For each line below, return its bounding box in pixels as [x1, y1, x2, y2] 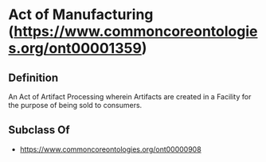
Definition [8, 71, 58, 84]
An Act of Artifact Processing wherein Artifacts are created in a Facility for [8, 92, 252, 101]
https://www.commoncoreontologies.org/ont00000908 [19, 145, 201, 154]
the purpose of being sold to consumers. [8, 101, 143, 110]
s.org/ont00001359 [8, 40, 142, 57]
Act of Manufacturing [8, 6, 154, 24]
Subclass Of [8, 123, 70, 137]
